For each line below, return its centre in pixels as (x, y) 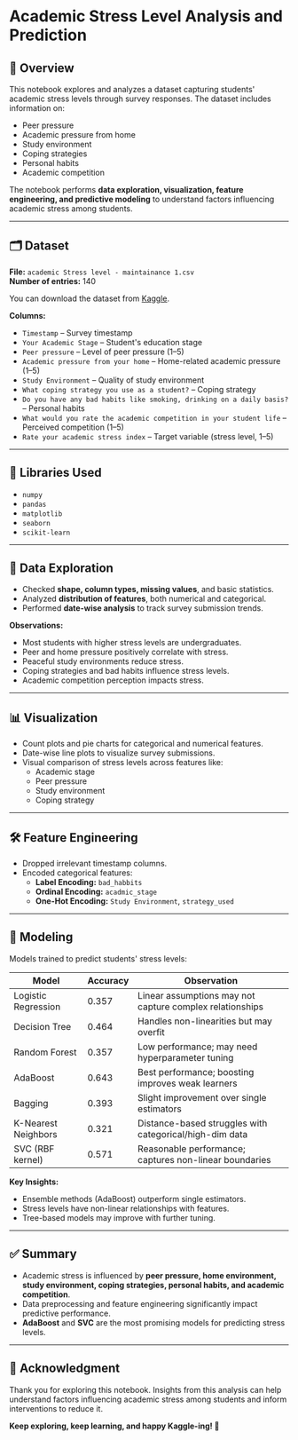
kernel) (28, 1159)
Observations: (36, 625)
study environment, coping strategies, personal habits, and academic (153, 1285)
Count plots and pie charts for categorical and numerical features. (142, 744)
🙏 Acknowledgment (65, 1369)
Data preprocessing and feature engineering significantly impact (140, 1303)
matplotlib (42, 514)
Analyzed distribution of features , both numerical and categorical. (144, 599)
